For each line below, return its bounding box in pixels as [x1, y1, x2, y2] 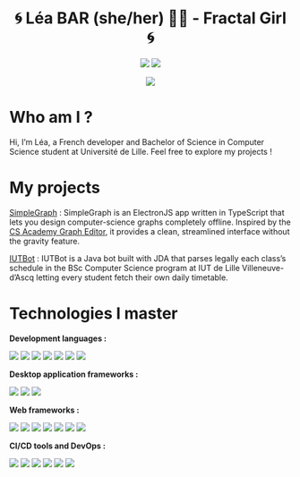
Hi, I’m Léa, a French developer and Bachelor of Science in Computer [9, 136, 265, 147]
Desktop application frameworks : [9, 369, 139, 379]
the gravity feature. [9, 235, 81, 246]
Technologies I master [9, 303, 178, 323]
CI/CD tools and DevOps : [9, 440, 106, 451]
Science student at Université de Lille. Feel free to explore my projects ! [9, 146, 273, 157]
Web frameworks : [9, 405, 80, 415]
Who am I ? [9, 107, 93, 128]
